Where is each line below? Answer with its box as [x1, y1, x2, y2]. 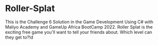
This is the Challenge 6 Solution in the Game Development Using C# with [5, 19, 154, 25]
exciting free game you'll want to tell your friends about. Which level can [5, 29, 152, 35]
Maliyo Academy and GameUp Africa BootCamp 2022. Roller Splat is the [5, 24, 153, 30]
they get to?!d [5, 34, 34, 40]
